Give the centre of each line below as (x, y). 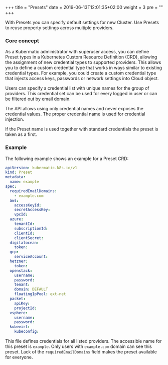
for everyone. (19, 357)
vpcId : (21, 214)
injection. (15, 119)
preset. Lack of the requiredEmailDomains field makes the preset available (81, 352)
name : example (24, 182)
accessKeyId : (28, 205)
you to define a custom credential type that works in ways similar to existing (83, 68)
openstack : (21, 271)
